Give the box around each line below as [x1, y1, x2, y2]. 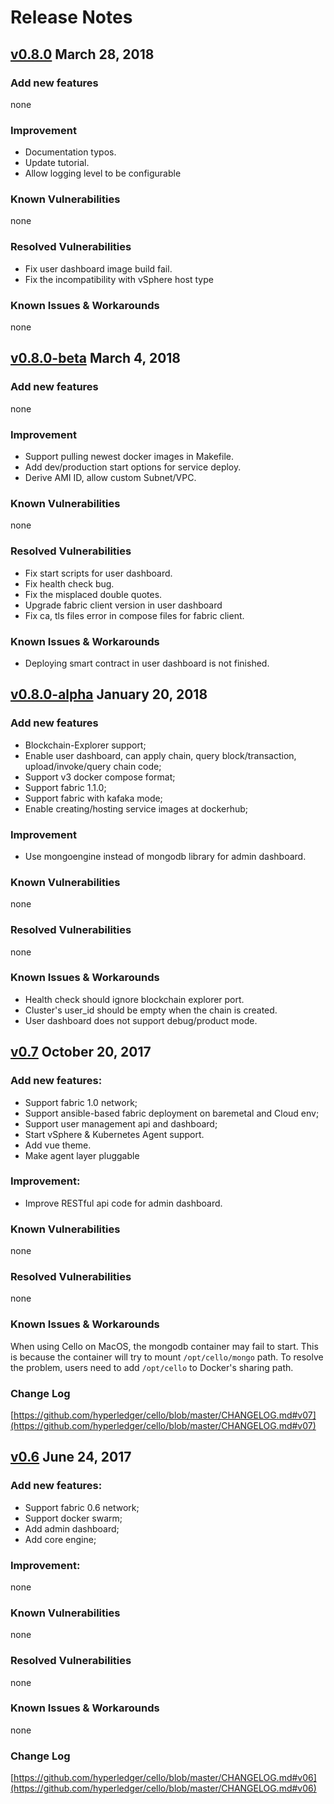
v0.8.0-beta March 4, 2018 [10, 350, 182, 367]
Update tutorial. [24, 157, 90, 169]
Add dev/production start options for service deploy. [24, 461, 242, 473]
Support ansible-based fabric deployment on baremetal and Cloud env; [24, 1107, 320, 1119]
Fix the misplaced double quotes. [24, 588, 163, 600]
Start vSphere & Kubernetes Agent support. [24, 1128, 205, 1140]
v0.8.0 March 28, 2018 [10, 46, 155, 63]
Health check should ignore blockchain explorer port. [24, 993, 245, 1005]
